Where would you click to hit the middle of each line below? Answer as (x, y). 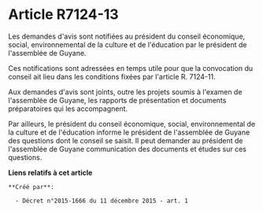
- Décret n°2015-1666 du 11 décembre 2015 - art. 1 (102, 201)
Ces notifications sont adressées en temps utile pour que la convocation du (131, 68)
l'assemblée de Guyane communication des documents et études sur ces (127, 149)
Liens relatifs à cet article (50, 172)
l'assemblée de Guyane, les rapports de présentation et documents (117, 100)
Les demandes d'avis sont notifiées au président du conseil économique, (127, 36)
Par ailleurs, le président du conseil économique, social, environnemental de (132, 124)
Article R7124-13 (64, 15)
